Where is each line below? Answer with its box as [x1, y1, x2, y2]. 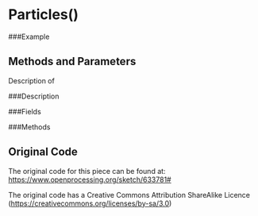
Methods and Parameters [8, 55, 137, 68]
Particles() [8, 6, 79, 24]
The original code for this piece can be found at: [8, 166, 166, 175]
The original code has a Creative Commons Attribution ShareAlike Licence [8, 190, 251, 199]
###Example [8, 32, 50, 41]
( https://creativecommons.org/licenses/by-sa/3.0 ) [8, 199, 172, 208]
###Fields [8, 106, 41, 116]
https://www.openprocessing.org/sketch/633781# [8, 175, 172, 184]
